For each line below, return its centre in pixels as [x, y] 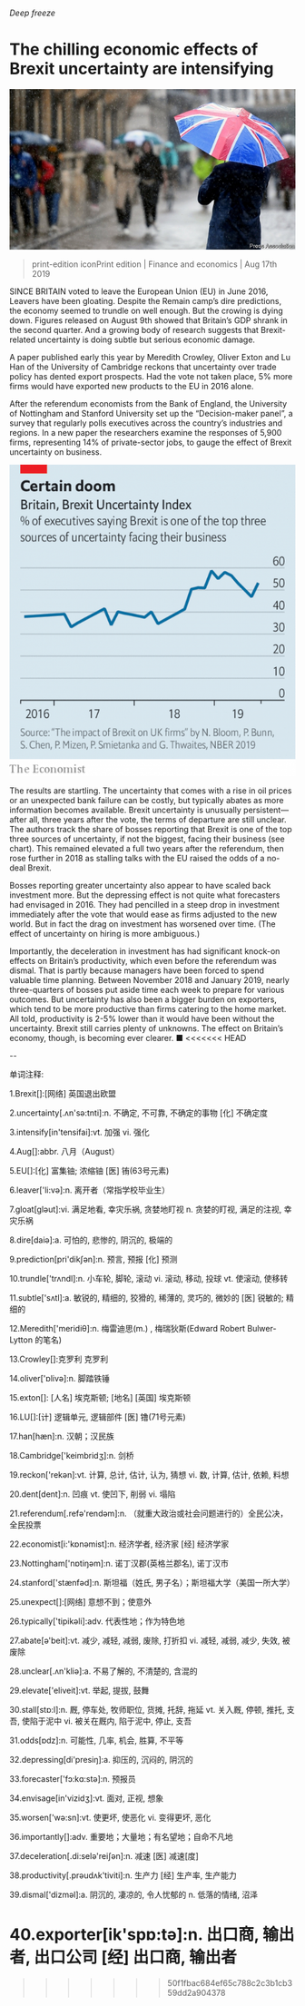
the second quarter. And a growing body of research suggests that [134, 330]
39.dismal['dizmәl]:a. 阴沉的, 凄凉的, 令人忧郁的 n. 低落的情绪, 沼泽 [134, 1894]
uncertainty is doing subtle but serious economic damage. [147, 339]
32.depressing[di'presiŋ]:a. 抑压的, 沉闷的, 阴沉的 [101, 1759]
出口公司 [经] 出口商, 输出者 [136, 1957]
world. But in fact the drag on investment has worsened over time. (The [143, 924]
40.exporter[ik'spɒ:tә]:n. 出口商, [134, 1935]
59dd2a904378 [197, 1992]
